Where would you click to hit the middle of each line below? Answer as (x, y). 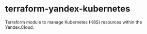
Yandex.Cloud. (20, 27)
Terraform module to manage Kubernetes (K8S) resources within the (73, 22)
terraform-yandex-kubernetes (68, 9)
